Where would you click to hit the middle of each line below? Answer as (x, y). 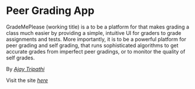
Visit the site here (27, 80)
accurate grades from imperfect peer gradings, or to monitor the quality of (96, 51)
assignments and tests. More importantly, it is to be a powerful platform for (96, 39)
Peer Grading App (50, 11)
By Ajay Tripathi (25, 69)
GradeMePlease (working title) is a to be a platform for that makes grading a (97, 27)
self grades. (20, 58)
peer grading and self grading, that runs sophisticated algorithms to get (92, 45)
